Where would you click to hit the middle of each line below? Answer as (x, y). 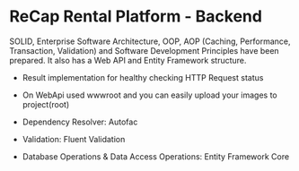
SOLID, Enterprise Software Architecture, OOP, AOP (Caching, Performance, (150, 41)
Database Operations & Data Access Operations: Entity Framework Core (156, 156)
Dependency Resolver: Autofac (80, 122)
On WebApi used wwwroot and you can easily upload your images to (149, 95)
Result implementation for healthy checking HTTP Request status (143, 77)
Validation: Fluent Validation (74, 139)
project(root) (46, 104)
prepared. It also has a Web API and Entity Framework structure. (128, 60)
